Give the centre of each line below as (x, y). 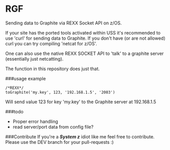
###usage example (26, 78)
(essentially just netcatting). (34, 58)
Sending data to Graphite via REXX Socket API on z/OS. (64, 23)
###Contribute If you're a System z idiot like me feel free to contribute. (80, 137)
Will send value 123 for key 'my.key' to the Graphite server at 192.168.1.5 (81, 102)
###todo (15, 111)
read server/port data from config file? (53, 127)
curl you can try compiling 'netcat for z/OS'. (51, 43)
